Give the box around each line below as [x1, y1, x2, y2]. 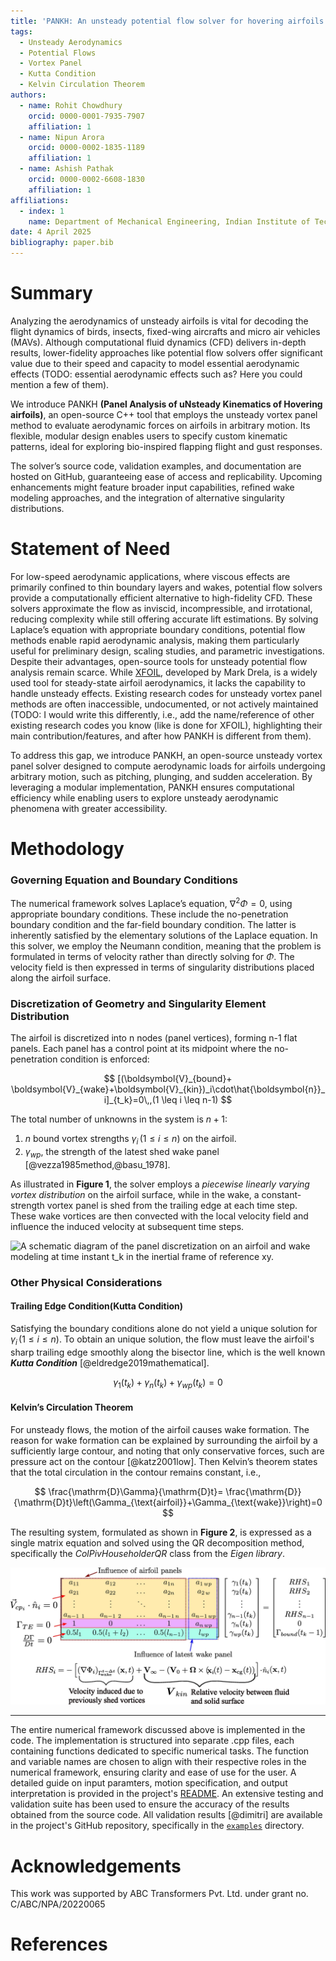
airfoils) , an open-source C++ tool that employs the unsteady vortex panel [10, 408, 318, 420]
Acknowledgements [10, 1855, 182, 1877]
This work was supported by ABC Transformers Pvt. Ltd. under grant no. [10, 1888, 309, 1900]
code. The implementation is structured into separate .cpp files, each [10, 1735, 295, 1747]
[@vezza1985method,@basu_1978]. [24, 1158, 171, 1170]
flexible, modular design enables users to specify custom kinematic [10, 430, 288, 442]
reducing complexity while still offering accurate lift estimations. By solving [10, 613, 319, 625]
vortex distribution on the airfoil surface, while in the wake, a [10, 1188, 260, 1200]
